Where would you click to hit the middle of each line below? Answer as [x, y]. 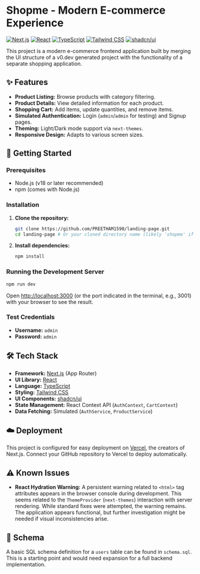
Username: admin [36, 330]
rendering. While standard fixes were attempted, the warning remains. [101, 506]
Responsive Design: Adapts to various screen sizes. [79, 134]
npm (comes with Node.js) [47, 189]
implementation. [26, 564]
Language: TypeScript [42, 386]
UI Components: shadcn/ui [48, 399]
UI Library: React [36, 379]
